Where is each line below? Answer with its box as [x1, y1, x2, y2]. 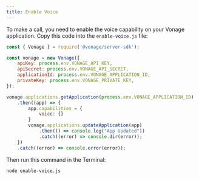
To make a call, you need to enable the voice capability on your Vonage [6, 26, 185, 33]
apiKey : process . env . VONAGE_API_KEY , [17, 60, 113, 67]
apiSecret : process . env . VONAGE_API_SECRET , [17, 66, 129, 72]
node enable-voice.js [6, 168, 61, 174]
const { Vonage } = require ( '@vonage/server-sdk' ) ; [6, 44, 140, 50]
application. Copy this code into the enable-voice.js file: [6, 32, 148, 40]
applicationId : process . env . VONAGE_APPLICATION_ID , [17, 72, 150, 78]
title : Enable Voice [6, 9, 59, 15]
